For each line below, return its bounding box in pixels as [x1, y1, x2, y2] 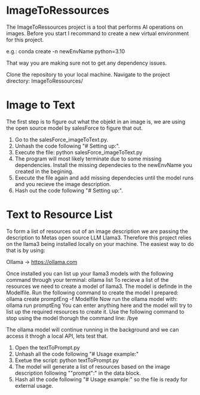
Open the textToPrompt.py [14, 344, 81, 351]
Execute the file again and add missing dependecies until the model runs [14, 174, 194, 181]
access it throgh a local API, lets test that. [6, 332, 109, 339]
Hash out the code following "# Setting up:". [14, 187, 124, 194]
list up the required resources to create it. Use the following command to [6, 308, 184, 315]
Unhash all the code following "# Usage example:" [14, 350, 139, 357]
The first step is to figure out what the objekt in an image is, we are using [6, 118, 186, 125]
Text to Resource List [6, 208, 113, 221]
